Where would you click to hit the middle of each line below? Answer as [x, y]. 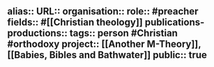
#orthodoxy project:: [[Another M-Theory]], [104, 44]
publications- [175, 23]
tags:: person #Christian [123, 33]
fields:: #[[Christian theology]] [75, 23]
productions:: [37, 33]
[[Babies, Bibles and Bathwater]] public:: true [107, 55]
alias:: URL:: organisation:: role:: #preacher [103, 12]
